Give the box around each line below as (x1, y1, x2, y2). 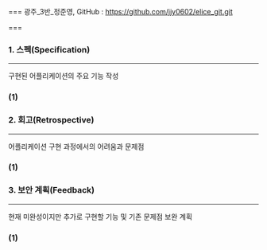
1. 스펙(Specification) (8, 44, 91, 55)
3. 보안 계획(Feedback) (8, 185, 95, 196)
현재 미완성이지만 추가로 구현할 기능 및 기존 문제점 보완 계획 (8, 212, 193, 221)
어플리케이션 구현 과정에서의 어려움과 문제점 (8, 142, 145, 151)
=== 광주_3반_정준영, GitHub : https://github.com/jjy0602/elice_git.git (8, 7, 233, 16)
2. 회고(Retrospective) (8, 115, 95, 126)
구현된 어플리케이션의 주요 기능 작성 (8, 71, 119, 81)
